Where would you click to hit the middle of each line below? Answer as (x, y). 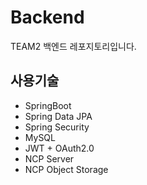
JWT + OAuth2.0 (59, 148)
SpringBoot (48, 105)
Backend (47, 17)
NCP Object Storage (66, 169)
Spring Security (57, 127)
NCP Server (49, 158)
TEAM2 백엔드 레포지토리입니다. (73, 46)
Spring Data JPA (58, 116)
